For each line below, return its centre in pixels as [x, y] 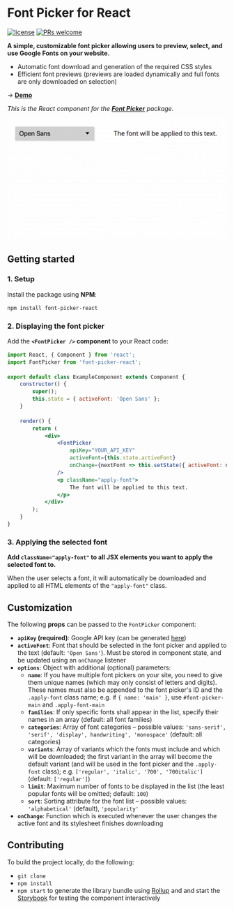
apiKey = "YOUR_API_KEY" [102, 451]
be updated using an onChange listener [72, 660]
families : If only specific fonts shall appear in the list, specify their [123, 712]
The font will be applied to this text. [129, 487]
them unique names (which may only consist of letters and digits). [122, 682]
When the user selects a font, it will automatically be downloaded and [107, 578]
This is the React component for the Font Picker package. [91, 108]
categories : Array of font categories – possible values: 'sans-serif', [127, 727]
